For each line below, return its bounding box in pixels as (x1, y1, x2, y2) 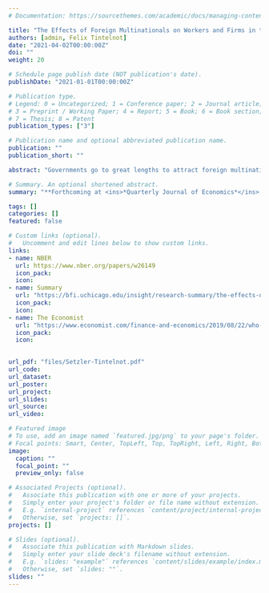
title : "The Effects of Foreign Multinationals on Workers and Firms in (8, 26, 256, 34)
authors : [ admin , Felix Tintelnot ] (8, 34, 127, 42)
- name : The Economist (8, 313, 84, 321)
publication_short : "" (8, 151, 84, 159)
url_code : (8, 365, 42, 373)
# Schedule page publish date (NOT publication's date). (8, 71, 203, 79)
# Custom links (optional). (8, 232, 102, 240)
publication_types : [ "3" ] (8, 122, 94, 131)
